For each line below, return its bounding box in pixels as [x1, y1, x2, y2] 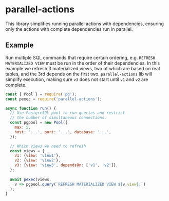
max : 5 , [14, 125, 31, 130]
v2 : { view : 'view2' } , [14, 158, 61, 163]
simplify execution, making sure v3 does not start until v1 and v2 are [5, 76, 148, 83]
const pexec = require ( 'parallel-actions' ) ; [5, 96, 102, 102]
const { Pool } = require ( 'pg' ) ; [5, 91, 77, 97]
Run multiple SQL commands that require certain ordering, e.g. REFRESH [5, 54, 156, 61]
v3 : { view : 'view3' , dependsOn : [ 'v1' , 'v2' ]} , [14, 163, 118, 168]
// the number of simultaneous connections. [10, 115, 107, 120]
